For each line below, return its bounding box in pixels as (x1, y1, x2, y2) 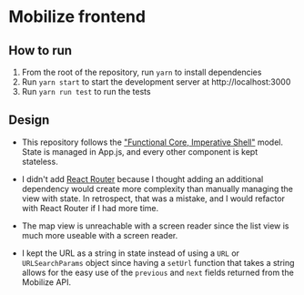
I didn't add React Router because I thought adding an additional (21, 173, 264, 184)
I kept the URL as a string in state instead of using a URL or (21, 248, 240, 259)
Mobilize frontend (8, 6, 147, 27)
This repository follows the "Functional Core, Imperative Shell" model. (21, 137, 284, 147)
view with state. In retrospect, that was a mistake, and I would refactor (21, 193, 286, 204)
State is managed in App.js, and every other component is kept (21, 146, 258, 157)
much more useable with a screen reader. (21, 229, 178, 240)
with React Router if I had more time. (21, 202, 159, 213)
